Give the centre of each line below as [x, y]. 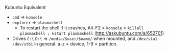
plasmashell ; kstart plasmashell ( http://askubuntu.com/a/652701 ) [92, 33]
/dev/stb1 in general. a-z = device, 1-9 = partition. [65, 44]
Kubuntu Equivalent [25, 7]
